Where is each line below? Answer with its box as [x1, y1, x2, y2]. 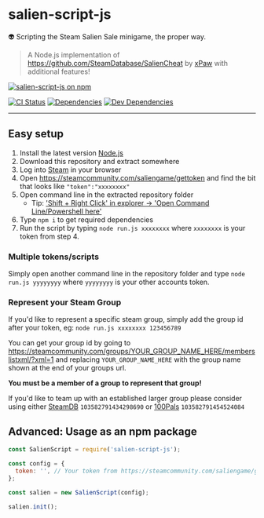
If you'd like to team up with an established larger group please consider [8, 394, 242, 403]
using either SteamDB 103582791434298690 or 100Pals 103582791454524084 [8, 402, 245, 411]
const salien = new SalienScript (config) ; [8, 488, 149, 496]
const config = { [8, 460, 65, 468]
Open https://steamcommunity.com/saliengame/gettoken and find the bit [19, 173, 256, 182]
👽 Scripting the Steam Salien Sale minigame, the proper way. [8, 31, 207, 41]
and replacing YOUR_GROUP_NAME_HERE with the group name [55, 355, 241, 364]
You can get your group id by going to [8, 338, 131, 348]
